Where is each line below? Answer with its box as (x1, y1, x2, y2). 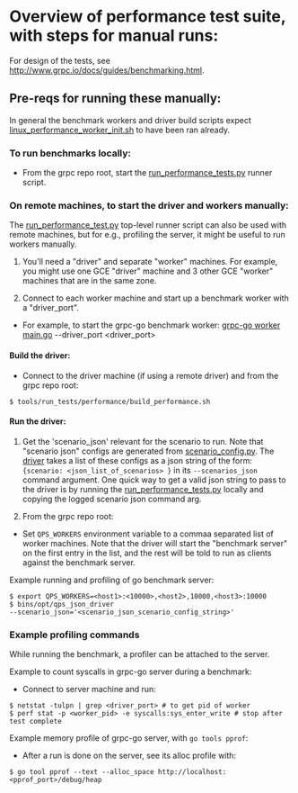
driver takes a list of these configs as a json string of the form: (22, 455, 253, 465)
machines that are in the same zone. (22, 275, 157, 286)
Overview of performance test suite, (9, 6, 286, 27)
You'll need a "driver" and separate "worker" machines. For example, (22, 257, 278, 267)
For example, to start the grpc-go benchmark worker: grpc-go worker (22, 320, 281, 330)
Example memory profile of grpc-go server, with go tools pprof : (9, 733, 249, 743)
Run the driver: (9, 416, 66, 427)
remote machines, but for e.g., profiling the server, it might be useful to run (9, 230, 285, 240)
